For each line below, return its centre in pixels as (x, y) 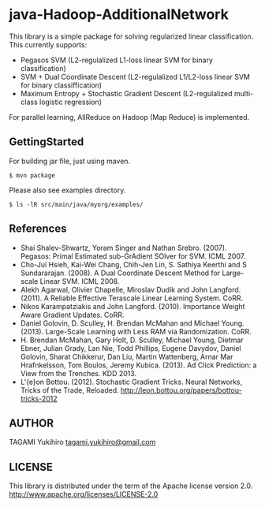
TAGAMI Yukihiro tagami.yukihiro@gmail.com (82, 442)
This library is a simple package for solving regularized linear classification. (131, 36)
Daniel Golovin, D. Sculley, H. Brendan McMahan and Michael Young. (132, 323)
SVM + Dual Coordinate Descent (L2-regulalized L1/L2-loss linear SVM (135, 76)
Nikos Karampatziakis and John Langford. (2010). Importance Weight (132, 306)
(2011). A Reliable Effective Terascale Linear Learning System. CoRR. (132, 298)
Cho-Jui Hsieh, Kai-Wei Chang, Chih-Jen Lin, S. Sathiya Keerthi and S (133, 264)
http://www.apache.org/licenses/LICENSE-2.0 (84, 494)
